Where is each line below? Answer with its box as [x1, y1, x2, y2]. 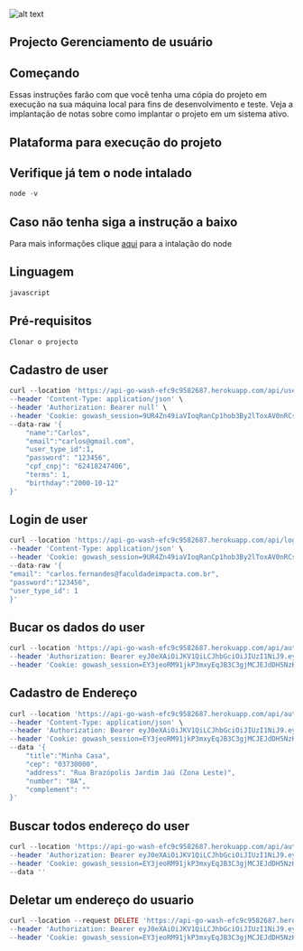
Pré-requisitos [9, 313, 93, 329]
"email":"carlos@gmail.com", [25, 436, 135, 446]
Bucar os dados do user [9, 620, 146, 635]
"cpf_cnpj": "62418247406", [25, 462, 131, 471]
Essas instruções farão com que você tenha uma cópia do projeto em [9, 89, 268, 100]
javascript [9, 288, 50, 297]
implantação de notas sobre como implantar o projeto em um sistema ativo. [9, 108, 289, 119]
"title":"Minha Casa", [25, 751, 111, 760]
